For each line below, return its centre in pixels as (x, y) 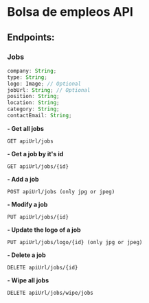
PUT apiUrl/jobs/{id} (38, 217)
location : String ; (33, 103)
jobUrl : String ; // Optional (49, 90)
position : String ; (33, 97)
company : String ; (32, 71)
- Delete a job (26, 255)
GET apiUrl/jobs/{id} (38, 166)
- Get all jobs (26, 128)
